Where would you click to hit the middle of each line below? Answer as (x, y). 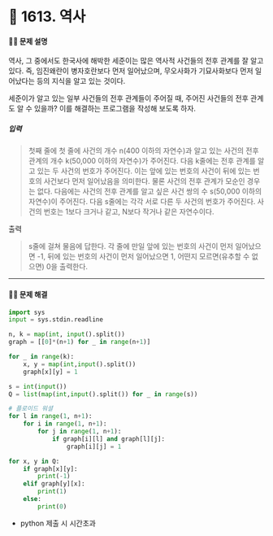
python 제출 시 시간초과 (58, 523)
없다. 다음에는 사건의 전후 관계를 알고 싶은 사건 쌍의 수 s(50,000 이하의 (149, 191)
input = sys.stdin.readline (56, 320)
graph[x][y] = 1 (51, 372)
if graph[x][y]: (51, 468)
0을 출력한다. (67, 267)
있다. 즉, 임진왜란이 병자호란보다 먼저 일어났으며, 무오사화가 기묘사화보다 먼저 (131, 71)
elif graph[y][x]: (54, 484)
